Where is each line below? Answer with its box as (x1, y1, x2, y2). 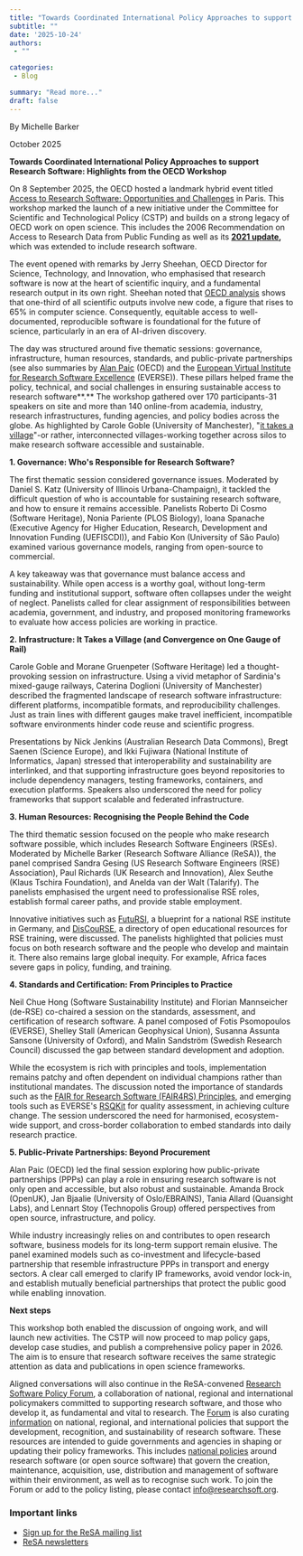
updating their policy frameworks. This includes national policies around (9, 1445, 278, 1456)
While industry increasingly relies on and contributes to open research (9, 1230, 271, 1241)
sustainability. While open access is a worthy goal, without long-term (9, 577, 266, 588)
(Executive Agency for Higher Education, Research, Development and (9, 521, 268, 533)
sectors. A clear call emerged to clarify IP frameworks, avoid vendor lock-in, (9, 1268, 292, 1279)
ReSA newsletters (22, 1536, 88, 1547)
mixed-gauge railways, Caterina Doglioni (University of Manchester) (9, 680, 262, 691)
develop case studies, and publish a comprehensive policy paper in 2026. (9, 1341, 284, 1352)
